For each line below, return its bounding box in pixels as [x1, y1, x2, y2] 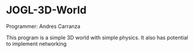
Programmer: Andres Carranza [6, 23, 81, 30]
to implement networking [6, 40, 67, 47]
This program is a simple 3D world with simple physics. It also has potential [6, 34, 188, 41]
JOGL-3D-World [6, 3, 87, 17]
